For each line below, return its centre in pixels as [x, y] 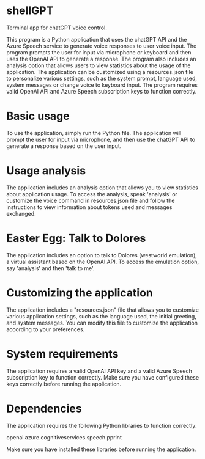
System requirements [62, 354]
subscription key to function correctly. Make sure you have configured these [103, 377]
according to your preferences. [46, 329]
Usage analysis [46, 171]
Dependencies [44, 409]
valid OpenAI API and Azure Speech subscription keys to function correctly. [102, 91]
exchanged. [21, 213]
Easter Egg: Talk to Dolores [76, 238]
